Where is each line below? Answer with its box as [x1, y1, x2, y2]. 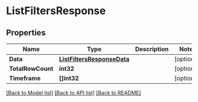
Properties [6, 28, 46, 38]
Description [135, 45, 169, 53]
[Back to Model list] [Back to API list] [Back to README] [6, 90, 141, 96]
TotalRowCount [9, 65, 54, 73]
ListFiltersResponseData [58, 55, 130, 63]
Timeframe [9, 74, 41, 82]
